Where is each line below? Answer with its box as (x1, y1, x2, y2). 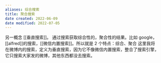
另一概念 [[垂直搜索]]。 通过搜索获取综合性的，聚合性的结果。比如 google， (5, 34, 157, 40)
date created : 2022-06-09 (5, 16, 58, 21)
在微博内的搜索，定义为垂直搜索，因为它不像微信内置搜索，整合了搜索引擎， (5, 47, 159, 52)
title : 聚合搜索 (5, 12, 35, 16)
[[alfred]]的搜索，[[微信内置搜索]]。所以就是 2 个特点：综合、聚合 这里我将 (5, 41, 155, 47)
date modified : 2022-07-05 (5, 20, 60, 26)
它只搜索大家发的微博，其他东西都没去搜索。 (5, 53, 95, 59)
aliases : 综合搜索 (5, 7, 40, 12)
